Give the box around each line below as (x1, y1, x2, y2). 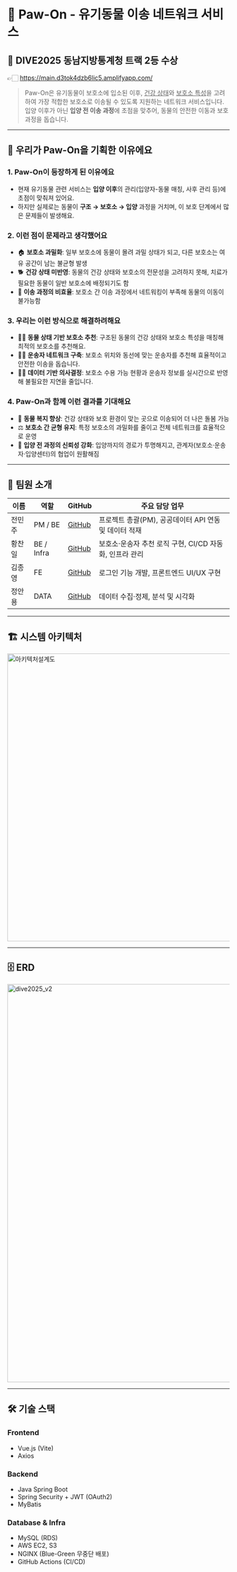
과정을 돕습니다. (24, 115, 68, 124)
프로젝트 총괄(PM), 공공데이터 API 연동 (98, 515, 221, 525)
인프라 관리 (109, 549, 144, 559)
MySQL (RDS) (17, 1534, 59, 1542)
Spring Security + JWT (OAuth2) (17, 1493, 113, 1501)
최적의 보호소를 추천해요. (17, 342, 86, 350)
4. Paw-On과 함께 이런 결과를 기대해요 (7, 397, 131, 407)
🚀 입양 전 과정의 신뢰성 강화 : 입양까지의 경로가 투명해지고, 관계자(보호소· (17, 441, 215, 449)
